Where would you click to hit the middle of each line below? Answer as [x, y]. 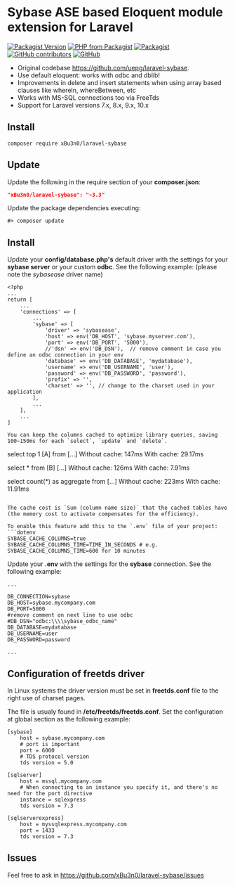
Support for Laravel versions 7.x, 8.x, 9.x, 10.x [83, 105]
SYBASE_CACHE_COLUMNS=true [47, 539]
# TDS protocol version [55, 757]
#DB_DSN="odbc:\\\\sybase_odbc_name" [62, 622]
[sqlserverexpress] [36, 818]
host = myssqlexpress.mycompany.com [74, 824]
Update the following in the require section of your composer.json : [104, 182]
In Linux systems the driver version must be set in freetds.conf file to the [113, 691]
